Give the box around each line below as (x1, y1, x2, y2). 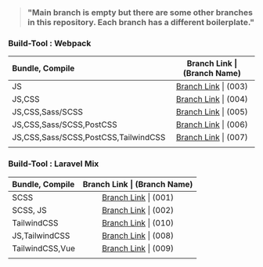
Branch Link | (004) (175, 94, 248, 105)
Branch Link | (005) (175, 106, 248, 117)
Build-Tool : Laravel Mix (8, 158, 99, 169)
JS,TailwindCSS (12, 230, 70, 241)
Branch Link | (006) (175, 119, 248, 130)
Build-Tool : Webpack (8, 38, 92, 49)
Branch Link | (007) (175, 132, 248, 143)
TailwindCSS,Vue (12, 243, 76, 254)
